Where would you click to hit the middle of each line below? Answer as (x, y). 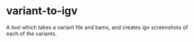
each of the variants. (32, 33)
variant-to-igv (42, 11)
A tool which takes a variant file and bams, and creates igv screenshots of (97, 27)
